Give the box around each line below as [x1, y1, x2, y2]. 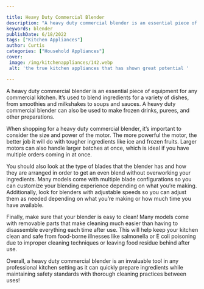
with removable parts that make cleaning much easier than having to [6, 220, 178, 227]
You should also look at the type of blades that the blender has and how [6, 162, 187, 170]
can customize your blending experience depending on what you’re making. [6, 182, 197, 189]
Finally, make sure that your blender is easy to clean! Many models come [6, 213, 189, 220]
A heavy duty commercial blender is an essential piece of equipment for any [6, 87, 198, 94]
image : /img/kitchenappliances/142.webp [9, 59, 113, 66]
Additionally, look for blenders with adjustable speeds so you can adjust [6, 188, 187, 195]
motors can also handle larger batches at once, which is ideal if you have [6, 144, 189, 151]
